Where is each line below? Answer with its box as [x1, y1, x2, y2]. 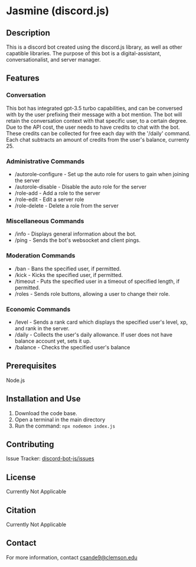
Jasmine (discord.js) [6, 4, 109, 18]
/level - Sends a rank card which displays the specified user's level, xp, [14, 318, 188, 326]
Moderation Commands [6, 251, 76, 260]
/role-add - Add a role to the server [14, 189, 100, 196]
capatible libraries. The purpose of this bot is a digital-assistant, [6, 50, 161, 57]
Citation [6, 505, 37, 515]
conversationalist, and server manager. [6, 56, 102, 63]
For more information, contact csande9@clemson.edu [6, 553, 138, 561]
